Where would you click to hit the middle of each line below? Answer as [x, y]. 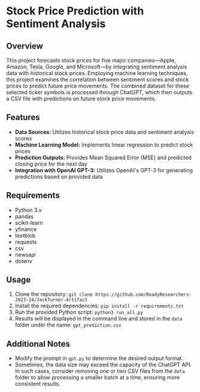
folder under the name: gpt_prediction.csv [68, 325]
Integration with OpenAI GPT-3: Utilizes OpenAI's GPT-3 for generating [104, 170]
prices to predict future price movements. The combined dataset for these [98, 86]
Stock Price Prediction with [75, 11]
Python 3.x [28, 210]
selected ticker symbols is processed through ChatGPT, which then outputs [99, 92]
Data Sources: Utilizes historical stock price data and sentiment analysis [104, 132]
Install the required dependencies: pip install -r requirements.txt [99, 306]
